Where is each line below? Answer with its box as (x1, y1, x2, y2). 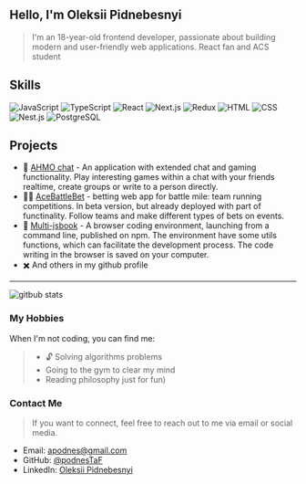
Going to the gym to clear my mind (45, 364, 176, 375)
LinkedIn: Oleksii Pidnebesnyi (22, 465, 134, 476)
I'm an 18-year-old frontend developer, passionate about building (31, 31, 276, 42)
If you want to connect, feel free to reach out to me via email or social (31, 417, 293, 428)
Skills (9, 78, 41, 93)
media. (31, 427, 58, 438)
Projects (9, 138, 58, 153)
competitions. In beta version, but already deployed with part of (22, 201, 261, 212)
